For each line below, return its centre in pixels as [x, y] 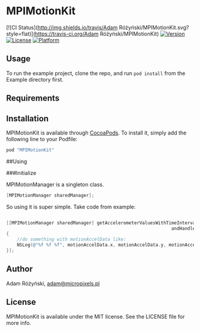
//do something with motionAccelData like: [72, 239]
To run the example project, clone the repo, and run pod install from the [96, 73]
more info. [19, 323]
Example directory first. [35, 79]
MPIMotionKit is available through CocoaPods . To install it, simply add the [96, 133]
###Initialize [21, 173]
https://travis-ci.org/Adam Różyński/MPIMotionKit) [97, 33]
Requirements [33, 99]
